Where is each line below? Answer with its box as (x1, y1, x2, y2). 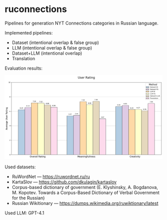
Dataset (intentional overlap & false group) (11, 39, 99, 46)
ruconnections (4, 4, 67, 15)
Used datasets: (4, 164, 36, 170)
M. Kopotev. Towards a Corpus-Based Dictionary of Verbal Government (11, 189, 159, 196)
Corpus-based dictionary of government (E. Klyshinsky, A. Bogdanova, (11, 184, 158, 190)
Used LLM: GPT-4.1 (4, 210, 44, 216)
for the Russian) (11, 195, 45, 201)
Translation (11, 55, 35, 61)
